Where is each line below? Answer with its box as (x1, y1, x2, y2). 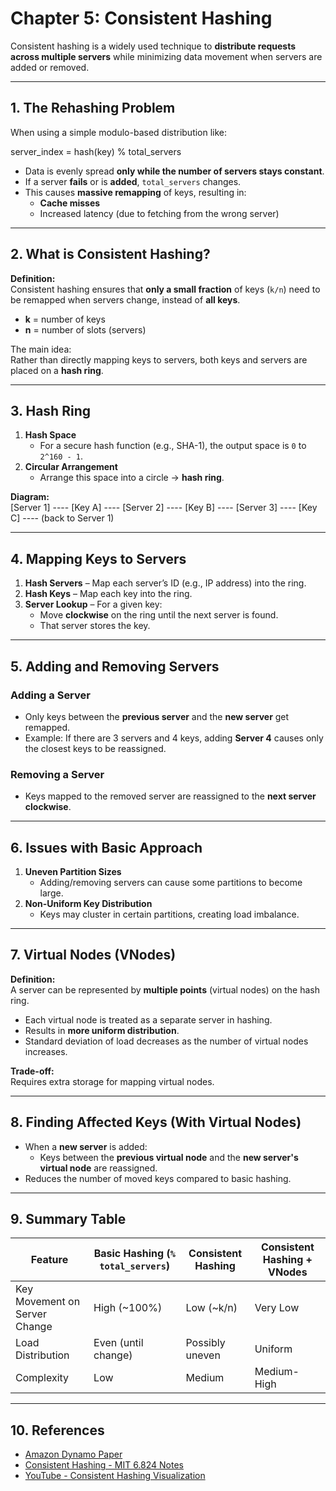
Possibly (185, 1336, 226, 1350)
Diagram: (10, 491, 50, 503)
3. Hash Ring (10, 402, 91, 419)
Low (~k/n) (185, 1301, 238, 1315)
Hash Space (24, 429, 77, 441)
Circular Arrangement (24, 461, 118, 473)
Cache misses (39, 197, 101, 209)
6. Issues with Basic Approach (10, 839, 203, 856)
